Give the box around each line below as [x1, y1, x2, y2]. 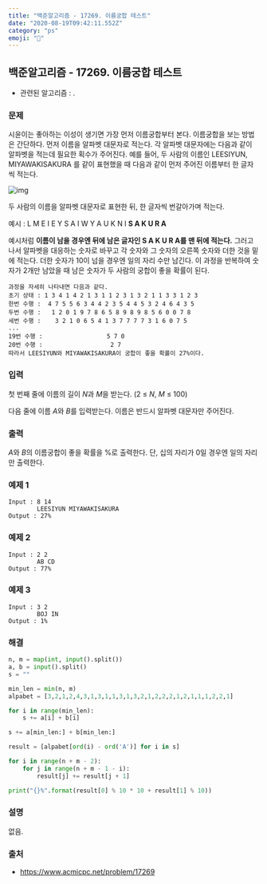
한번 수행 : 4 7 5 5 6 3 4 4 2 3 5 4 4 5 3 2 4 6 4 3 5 [8, 300, 195, 308]
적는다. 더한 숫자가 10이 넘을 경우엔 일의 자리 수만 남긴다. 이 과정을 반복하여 [16, 256, 251, 266]
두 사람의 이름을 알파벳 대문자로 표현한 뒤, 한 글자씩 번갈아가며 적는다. [8, 202, 225, 211]
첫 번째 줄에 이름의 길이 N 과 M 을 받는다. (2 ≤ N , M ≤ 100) [8, 389, 188, 399]
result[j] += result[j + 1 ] [37, 772, 130, 780]
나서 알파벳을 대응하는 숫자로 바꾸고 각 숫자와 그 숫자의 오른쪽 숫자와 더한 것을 [8, 246, 251, 255]
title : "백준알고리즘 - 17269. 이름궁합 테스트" [8, 11, 151, 20]
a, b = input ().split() [8, 663, 88, 671]
